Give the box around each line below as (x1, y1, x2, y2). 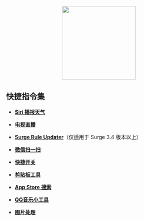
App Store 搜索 (14, 183, 52, 190)
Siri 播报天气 (14, 108, 45, 116)
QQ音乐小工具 (14, 196, 49, 203)
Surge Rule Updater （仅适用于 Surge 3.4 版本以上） (14, 133, 142, 140)
